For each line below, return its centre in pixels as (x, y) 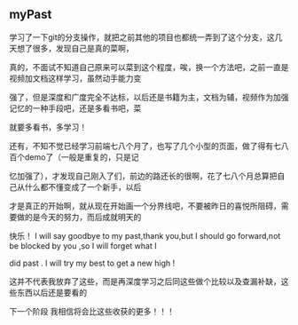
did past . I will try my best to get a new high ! (92, 263)
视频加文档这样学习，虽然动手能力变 (75, 78)
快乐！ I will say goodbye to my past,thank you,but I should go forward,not (145, 235)
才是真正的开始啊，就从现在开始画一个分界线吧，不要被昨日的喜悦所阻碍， (145, 206)
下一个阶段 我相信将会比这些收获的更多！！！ (92, 311)
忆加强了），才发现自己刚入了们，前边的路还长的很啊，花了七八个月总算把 (143, 176)
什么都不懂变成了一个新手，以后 (83, 186)
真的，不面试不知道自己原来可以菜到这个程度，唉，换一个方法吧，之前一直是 (149, 67)
